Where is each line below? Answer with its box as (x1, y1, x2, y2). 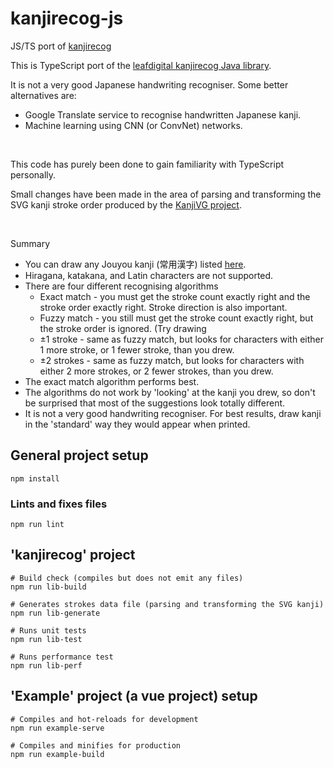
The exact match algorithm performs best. (24, 375, 200, 387)
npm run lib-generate (10, 608, 101, 618)
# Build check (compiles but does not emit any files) (10, 573, 244, 583)
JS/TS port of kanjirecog (10, 40, 112, 52)
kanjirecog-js (10, 7, 124, 30)
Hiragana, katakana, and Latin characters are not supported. (24, 269, 274, 281)
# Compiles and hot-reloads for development (10, 714, 199, 724)
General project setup (10, 447, 149, 464)
